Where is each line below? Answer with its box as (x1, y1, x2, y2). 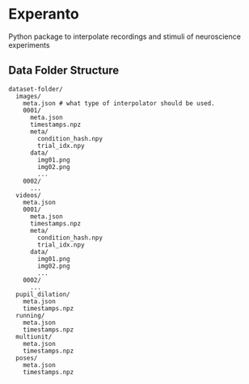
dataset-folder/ (8, 85, 63, 93)
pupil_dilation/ (15, 290, 70, 298)
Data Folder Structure (8, 64, 120, 78)
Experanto (8, 5, 79, 23)
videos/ (15, 191, 42, 199)
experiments (8, 40, 50, 49)
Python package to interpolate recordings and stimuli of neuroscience (8, 32, 241, 41)
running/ (15, 311, 45, 319)
